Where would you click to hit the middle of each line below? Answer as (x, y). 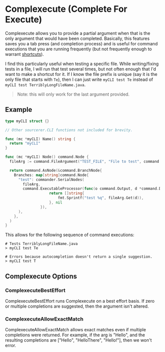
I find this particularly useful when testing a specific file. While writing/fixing (82, 64)
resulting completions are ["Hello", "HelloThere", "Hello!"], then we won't (79, 340)
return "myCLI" (25, 143)
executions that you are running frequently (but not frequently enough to (79, 49)
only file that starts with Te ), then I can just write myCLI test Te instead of (79, 79)
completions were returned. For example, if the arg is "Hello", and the (75, 335)
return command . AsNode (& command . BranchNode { (56, 170)
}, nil (56, 203)
